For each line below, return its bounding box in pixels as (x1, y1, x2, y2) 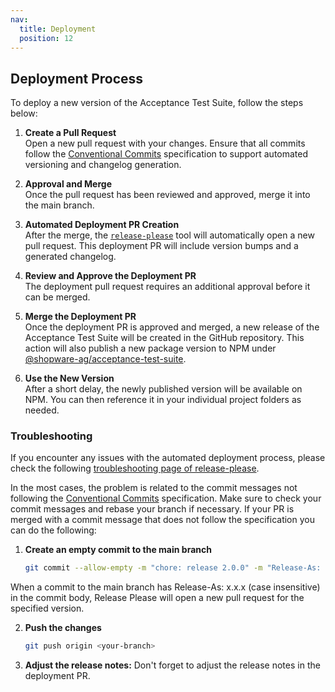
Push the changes (24, 622, 102, 634)
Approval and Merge (24, 178, 112, 190)
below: (10, 107, 38, 120)
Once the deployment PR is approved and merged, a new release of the (24, 321, 320, 333)
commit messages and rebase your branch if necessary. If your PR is (10, 503, 295, 515)
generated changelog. (24, 251, 117, 263)
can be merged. (24, 291, 91, 303)
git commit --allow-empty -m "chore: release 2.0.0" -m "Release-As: (24, 563, 322, 573)
